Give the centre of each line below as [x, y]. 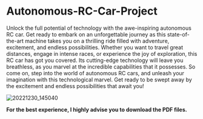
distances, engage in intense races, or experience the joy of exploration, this [102, 53]
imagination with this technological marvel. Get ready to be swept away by [99, 80]
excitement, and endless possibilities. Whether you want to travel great [95, 47]
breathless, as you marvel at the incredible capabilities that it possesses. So [101, 66]
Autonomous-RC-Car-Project [82, 11]
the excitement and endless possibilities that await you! [75, 86]
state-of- [178, 34]
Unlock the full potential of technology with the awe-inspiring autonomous [99, 28]
